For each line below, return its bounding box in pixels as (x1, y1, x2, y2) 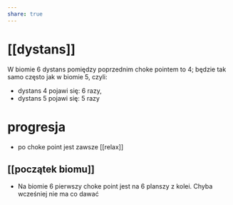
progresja (7, 119, 66, 135)
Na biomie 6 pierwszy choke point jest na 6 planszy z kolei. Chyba (17, 182, 213, 191)
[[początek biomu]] (7, 163, 95, 175)
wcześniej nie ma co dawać (17, 190, 99, 199)
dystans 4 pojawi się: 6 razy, (17, 86, 102, 95)
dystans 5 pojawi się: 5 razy (17, 94, 100, 102)
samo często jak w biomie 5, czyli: (7, 72, 108, 81)
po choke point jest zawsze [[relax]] (17, 142, 124, 151)
